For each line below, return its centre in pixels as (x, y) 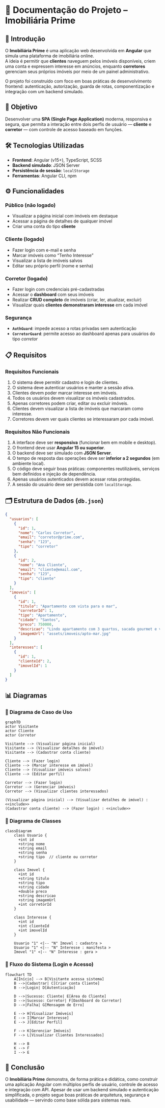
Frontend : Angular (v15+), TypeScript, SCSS (57, 160)
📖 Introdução (25, 39)
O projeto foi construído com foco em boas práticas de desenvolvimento (78, 81)
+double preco (33, 892)
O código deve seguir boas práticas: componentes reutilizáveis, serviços (86, 469)
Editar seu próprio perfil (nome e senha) (53, 265)
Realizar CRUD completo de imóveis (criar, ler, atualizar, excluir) (77, 299)
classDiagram (18, 831)
